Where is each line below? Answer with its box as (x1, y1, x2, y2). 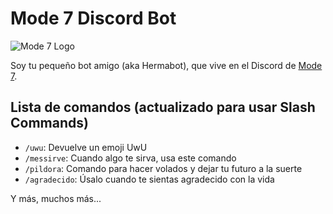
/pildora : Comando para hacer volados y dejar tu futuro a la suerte (24, 162, 303, 174)
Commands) (10, 115, 89, 132)
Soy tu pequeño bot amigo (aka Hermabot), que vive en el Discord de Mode (10, 59, 323, 71)
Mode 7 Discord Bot (10, 7, 177, 30)
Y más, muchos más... (10, 192, 102, 204)
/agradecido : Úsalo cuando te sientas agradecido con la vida (24, 173, 275, 185)
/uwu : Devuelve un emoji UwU (24, 141, 148, 153)
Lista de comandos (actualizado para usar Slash (10, 99, 316, 116)
